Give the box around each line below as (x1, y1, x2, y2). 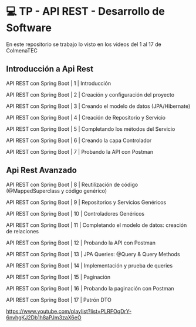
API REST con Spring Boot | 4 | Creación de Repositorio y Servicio (6, 114, 166, 121)
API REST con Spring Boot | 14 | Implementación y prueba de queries (6, 262, 173, 269)
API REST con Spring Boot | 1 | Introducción (6, 80, 111, 87)
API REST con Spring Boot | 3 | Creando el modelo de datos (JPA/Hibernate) (6, 103, 191, 110)
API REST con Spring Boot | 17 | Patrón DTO (6, 296, 111, 303)
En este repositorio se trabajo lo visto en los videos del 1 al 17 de (6, 41, 161, 48)
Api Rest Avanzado (6, 166, 77, 176)
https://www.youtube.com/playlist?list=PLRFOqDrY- (6, 308, 132, 315)
